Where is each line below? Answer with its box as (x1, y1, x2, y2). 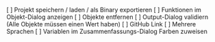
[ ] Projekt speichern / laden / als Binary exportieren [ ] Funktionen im (6, 6, 201, 14)
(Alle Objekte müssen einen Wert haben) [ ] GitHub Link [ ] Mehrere (6, 20, 197, 28)
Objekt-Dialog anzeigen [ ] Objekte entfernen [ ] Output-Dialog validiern (6, 13, 209, 21)
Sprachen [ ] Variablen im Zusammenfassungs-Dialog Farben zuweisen (6, 27, 208, 35)
